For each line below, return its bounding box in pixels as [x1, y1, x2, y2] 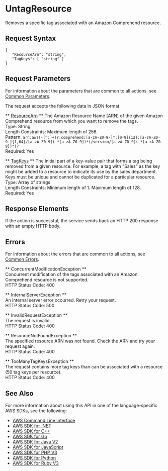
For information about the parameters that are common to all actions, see [5, 87, 157, 93]
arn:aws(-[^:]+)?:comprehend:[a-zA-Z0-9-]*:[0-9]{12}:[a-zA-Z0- [22, 135, 160, 140]
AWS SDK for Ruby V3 [12, 460, 59, 466]
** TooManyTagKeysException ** [5, 358, 74, 364]
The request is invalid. [5, 318, 51, 324]
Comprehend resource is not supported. [5, 277, 89, 283]
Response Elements [5, 204, 69, 213]
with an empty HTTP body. [5, 223, 61, 229]
